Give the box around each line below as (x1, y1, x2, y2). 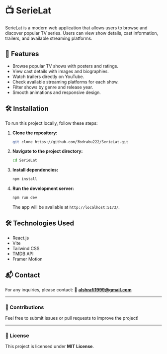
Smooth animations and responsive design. (12, 89, 101, 95)
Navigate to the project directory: (12, 148, 83, 154)
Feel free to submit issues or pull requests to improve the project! (5, 315, 139, 321)
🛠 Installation (5, 104, 49, 113)
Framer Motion (12, 256, 43, 262)
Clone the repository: (12, 130, 58, 136)
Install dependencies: (12, 167, 59, 173)
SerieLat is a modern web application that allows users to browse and (5, 24, 148, 31)
